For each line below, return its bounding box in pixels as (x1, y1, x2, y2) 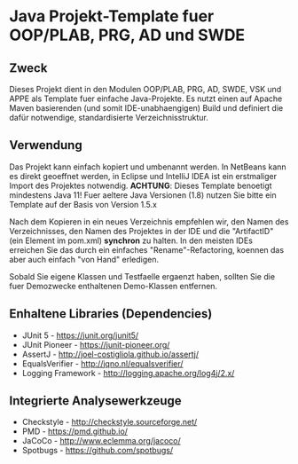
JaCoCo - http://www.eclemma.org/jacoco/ (21, 436, 182, 446)
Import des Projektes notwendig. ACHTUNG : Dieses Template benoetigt (9, 180, 272, 191)
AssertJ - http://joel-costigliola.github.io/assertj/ (21, 349, 200, 359)
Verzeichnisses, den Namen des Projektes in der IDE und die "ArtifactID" (9, 225, 274, 236)
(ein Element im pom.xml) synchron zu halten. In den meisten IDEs (9, 235, 253, 246)
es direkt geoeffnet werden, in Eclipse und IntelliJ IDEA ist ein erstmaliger (9, 170, 278, 181)
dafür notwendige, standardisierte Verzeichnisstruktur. (9, 113, 208, 122)
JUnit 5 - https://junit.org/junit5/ (21, 330, 139, 341)
